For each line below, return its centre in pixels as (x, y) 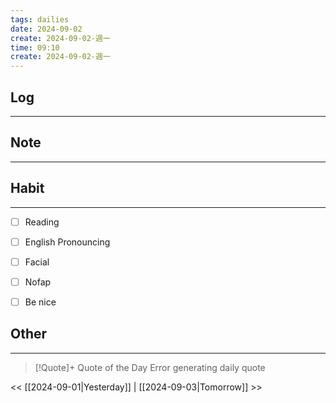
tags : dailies (40, 19)
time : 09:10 (35, 47)
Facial (37, 262)
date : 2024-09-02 (46, 29)
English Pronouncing (67, 242)
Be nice (40, 302)
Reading (42, 222)
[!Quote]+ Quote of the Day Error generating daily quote (150, 367)
